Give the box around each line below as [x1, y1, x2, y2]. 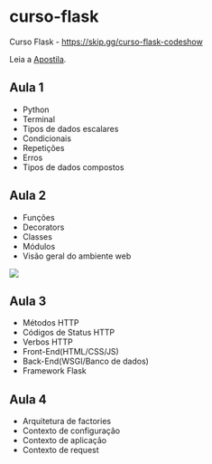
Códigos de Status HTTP [22, 327, 115, 338]
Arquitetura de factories [22, 416, 111, 427]
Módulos [22, 241, 56, 251]
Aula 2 [9, 188, 47, 204]
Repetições [22, 142, 65, 153]
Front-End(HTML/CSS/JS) [22, 346, 119, 357]
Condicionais [22, 133, 72, 144]
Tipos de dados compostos [22, 161, 124, 173]
